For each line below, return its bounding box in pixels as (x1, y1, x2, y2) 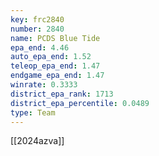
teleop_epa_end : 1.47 (10, 61, 101, 71)
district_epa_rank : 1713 (10, 89, 114, 99)
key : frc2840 (10, 14, 65, 25)
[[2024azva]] (10, 135, 65, 147)
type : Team (10, 107, 56, 118)
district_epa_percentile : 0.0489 (10, 98, 150, 108)
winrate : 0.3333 (10, 80, 78, 90)
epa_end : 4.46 (10, 42, 70, 53)
